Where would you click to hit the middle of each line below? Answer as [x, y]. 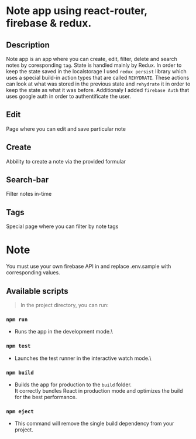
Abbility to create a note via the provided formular [66, 161]
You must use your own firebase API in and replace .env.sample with [89, 266]
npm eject [20, 411]
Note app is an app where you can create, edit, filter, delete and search [92, 59]
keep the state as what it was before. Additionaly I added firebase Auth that [98, 90]
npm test [18, 346]
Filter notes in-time [29, 194]
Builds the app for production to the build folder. [73, 384]
